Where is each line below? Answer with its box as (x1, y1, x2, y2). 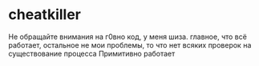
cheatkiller (8, 6, 82, 24)
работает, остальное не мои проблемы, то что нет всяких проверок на (8, 40, 252, 49)
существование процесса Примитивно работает (8, 49, 176, 58)
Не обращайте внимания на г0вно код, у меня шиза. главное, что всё (8, 32, 247, 41)
